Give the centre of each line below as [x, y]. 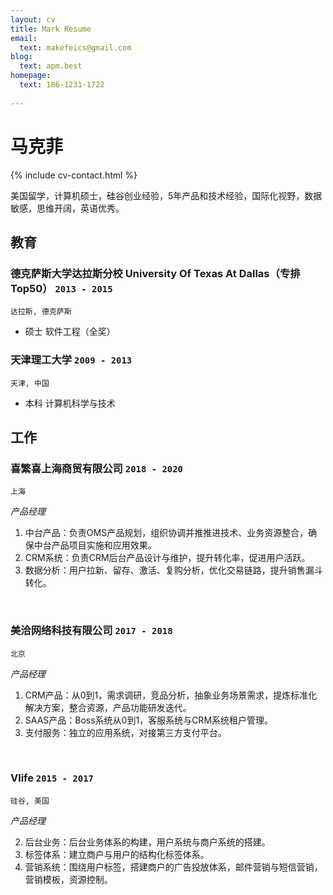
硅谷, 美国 [30, 801]
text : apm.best [51, 66]
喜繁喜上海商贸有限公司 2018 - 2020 [96, 468]
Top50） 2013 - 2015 [61, 288]
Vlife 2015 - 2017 [52, 778]
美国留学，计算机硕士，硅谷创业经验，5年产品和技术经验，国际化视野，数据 [166, 195]
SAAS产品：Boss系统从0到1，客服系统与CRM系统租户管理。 [149, 720]
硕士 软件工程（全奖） [70, 332]
